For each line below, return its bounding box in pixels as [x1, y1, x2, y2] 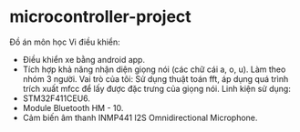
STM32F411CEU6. [22, 93, 91, 104]
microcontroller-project [9, 6, 191, 27]
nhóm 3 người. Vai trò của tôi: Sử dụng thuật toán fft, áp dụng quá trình [22, 73, 289, 84]
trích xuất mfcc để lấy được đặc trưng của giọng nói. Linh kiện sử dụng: [22, 83, 292, 94]
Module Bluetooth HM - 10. [22, 102, 124, 113]
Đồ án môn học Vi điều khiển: [9, 36, 120, 47]
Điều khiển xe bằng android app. [22, 54, 146, 65]
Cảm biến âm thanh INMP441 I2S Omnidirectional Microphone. [22, 112, 258, 123]
